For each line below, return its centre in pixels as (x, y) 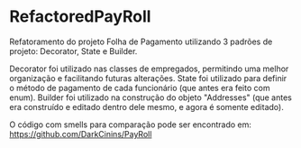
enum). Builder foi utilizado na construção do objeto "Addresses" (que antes (151, 97)
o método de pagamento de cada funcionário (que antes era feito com (140, 88)
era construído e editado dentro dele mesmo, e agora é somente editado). (146, 106)
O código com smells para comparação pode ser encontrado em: (131, 125)
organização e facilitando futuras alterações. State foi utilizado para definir (148, 78)
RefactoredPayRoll (80, 17)
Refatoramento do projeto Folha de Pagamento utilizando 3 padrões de (141, 42)
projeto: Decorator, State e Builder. (73, 51)
